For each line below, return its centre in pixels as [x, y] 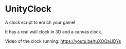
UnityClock [28, 9]
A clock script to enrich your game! [40, 22]
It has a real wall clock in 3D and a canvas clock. [54, 32]
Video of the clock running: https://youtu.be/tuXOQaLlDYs [63, 41]
